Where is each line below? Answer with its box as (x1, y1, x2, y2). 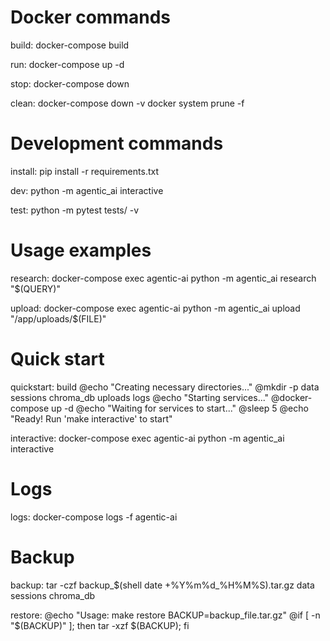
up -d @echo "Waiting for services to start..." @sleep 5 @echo (51, 402, 309, 414)
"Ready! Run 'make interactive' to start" (10, 412, 173, 425)
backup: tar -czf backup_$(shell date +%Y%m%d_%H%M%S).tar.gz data (10, 579, 315, 591)
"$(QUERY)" (10, 282, 61, 295)
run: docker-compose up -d (10, 58, 125, 70)
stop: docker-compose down (10, 77, 130, 90)
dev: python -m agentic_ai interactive (10, 184, 164, 196)
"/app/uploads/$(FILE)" (10, 312, 107, 325)
